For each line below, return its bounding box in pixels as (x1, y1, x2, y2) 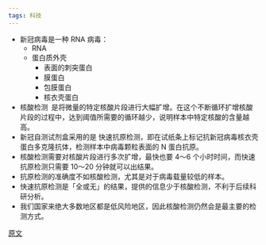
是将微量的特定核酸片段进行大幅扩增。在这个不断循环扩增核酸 (51, 102, 253, 112)
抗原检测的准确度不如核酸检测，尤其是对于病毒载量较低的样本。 (19, 171, 229, 181)
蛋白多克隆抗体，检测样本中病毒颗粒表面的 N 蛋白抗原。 (19, 142, 204, 151)
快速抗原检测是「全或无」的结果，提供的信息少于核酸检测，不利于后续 (19, 182, 250, 191)
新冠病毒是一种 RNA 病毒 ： (19, 34, 109, 44)
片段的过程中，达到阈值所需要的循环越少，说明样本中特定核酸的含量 (19, 112, 243, 121)
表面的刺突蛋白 (43, 63, 93, 72)
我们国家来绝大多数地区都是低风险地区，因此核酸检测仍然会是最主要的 (19, 201, 250, 211)
